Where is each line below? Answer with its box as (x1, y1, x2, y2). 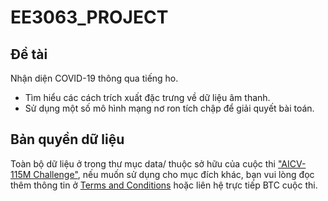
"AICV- (277, 157, 307, 170)
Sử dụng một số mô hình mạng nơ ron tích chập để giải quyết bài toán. (24, 102, 315, 114)
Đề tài (10, 46, 48, 63)
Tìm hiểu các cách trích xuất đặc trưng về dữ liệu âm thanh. (24, 92, 271, 103)
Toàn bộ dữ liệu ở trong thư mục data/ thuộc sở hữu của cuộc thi (10, 157, 277, 170)
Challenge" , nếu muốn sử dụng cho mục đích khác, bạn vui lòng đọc (33, 168, 315, 180)
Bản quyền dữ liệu (10, 131, 125, 148)
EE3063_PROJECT (10, 6, 169, 29)
